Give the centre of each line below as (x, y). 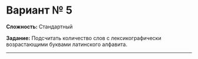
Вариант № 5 (39, 10)
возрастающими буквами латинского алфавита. (67, 44)
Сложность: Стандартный (39, 27)
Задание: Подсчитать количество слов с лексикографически (84, 38)
